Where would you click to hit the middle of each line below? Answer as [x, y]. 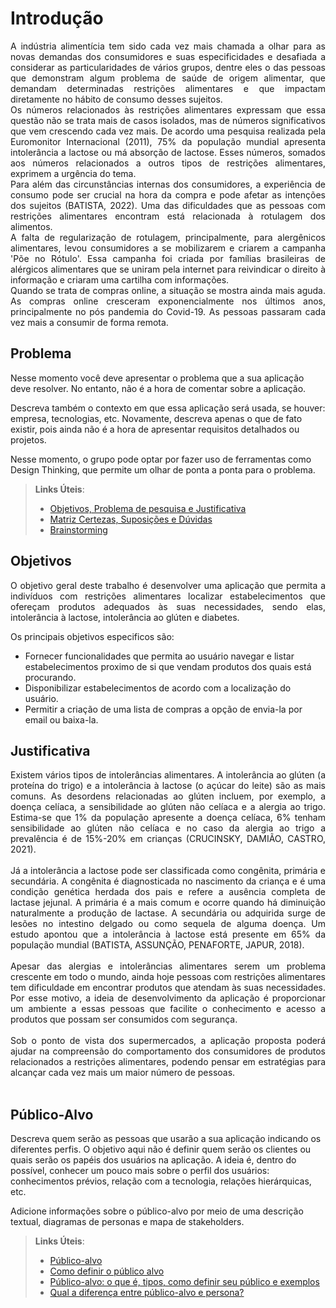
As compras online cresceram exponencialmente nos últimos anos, [168, 301]
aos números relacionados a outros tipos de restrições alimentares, [168, 163]
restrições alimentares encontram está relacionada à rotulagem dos [168, 216]
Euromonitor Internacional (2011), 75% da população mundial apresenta [168, 141]
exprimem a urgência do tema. [73, 173]
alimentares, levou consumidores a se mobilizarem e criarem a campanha [168, 248]
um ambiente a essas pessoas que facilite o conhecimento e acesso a [168, 1009]
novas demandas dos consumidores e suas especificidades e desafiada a [168, 56]
